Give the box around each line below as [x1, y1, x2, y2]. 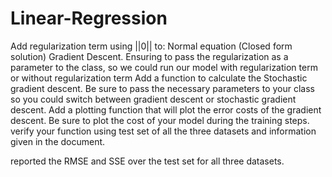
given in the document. [10, 135, 106, 147]
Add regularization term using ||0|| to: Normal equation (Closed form [10, 40, 293, 52]
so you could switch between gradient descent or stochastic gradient [10, 93, 297, 105]
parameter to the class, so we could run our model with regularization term [10, 61, 318, 73]
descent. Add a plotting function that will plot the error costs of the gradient [10, 103, 322, 116]
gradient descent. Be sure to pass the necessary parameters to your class [10, 82, 315, 94]
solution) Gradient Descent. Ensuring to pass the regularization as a [10, 50, 289, 62]
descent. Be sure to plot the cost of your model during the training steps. [10, 114, 310, 126]
